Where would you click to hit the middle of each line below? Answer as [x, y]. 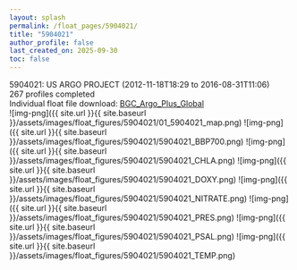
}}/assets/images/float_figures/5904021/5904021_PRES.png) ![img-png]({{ [148, 217]
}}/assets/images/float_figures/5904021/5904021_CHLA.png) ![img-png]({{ [148, 160]
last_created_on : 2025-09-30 [64, 51]
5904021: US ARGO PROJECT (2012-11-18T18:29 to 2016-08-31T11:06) [140, 84]
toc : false [30, 59]
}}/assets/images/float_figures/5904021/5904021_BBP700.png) [127, 141]
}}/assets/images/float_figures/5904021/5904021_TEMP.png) [122, 255]
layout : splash [38, 17]
